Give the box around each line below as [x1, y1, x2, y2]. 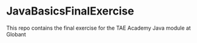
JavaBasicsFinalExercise [6, 4, 135, 18]
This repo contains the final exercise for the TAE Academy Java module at [6, 24, 191, 31]
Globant [6, 30, 26, 38]
